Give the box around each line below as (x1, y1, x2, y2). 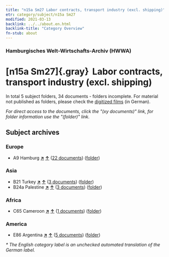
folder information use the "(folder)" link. (6, 114, 90, 120)
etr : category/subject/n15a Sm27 (6, 12, 76, 17)
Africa (6, 197, 22, 204)
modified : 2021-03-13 (6, 17, 51, 22)
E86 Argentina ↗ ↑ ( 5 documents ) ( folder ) (13, 232, 101, 238)
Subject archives (6, 128, 60, 137)
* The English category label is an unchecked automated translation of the (6, 242, 160, 248)
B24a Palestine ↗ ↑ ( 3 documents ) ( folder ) (13, 184, 102, 190)
